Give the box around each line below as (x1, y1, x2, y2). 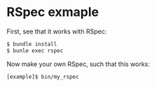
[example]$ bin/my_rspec (6, 73, 79, 80)
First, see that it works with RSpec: (6, 27, 107, 35)
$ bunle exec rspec (6, 47, 64, 54)
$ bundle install (6, 40, 57, 47)
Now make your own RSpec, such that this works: (6, 60, 150, 68)
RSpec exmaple (6, 4, 100, 20)
